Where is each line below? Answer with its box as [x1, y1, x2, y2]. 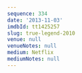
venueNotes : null [7, 42, 57, 49]
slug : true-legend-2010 [7, 29, 76, 37]
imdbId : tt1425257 [7, 23, 60, 30]
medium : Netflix [7, 49, 54, 56]
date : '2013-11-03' [7, 17, 63, 24]
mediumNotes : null [7, 56, 60, 63]
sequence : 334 [7, 10, 48, 17]
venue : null [7, 36, 41, 43]
